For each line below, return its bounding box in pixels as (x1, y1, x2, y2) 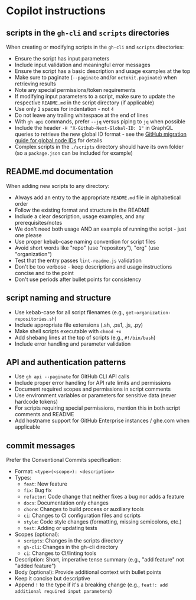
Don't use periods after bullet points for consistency (14, 276, 142, 283)
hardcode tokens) (14, 398, 58, 406)
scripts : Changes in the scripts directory (23, 537, 123, 544)
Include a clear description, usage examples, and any (14, 212, 145, 220)
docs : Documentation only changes (23, 499, 109, 506)
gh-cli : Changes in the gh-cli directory (23, 544, 119, 551)
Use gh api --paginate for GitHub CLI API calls (14, 373, 130, 380)
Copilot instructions (6, 4, 106, 18)
